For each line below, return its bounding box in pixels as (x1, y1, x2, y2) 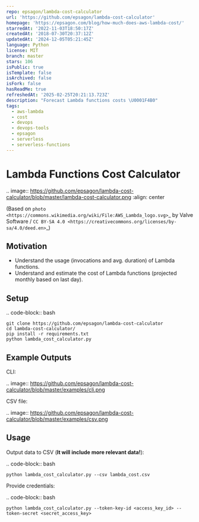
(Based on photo (6, 205, 46, 212)
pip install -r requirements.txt (6, 331, 89, 337)
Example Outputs (6, 352, 72, 362)
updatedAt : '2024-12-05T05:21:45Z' (6, 36, 94, 42)
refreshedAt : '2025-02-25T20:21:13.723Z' (6, 92, 110, 98)
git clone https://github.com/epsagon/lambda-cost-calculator (6, 321, 163, 327)
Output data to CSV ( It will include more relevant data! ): (6, 448, 144, 456)
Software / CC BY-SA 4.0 (6, 218, 65, 225)
